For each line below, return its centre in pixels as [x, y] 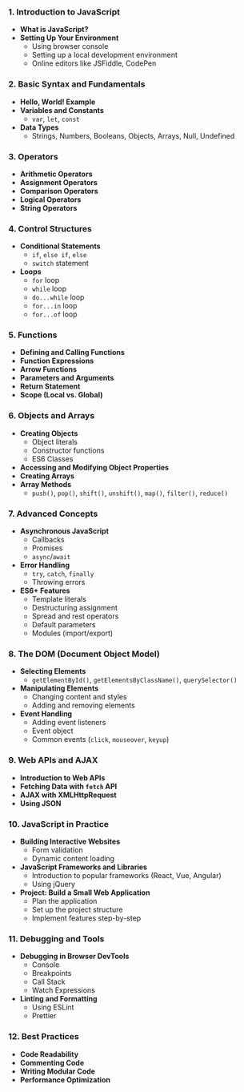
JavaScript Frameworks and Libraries [84, 867]
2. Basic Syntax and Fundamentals [77, 84]
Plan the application [64, 901]
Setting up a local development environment [105, 55]
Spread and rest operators [75, 616]
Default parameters [64, 625]
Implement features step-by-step [86, 918]
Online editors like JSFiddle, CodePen [94, 63]
